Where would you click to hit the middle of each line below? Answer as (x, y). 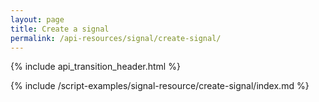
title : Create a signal (60, 29)
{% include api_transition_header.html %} (95, 67)
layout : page (37, 19)
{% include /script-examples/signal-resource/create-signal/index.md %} (160, 86)
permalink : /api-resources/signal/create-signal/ (116, 38)
